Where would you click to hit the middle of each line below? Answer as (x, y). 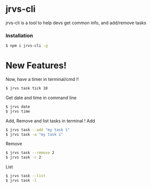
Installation (19, 36)
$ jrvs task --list (26, 176)
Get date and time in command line (41, 98)
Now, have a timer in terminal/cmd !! (42, 79)
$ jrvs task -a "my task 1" (35, 134)
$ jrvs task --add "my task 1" (38, 130)
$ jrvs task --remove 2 (30, 153)
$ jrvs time (18, 111)
